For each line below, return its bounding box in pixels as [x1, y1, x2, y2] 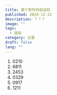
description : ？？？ [5, 16, 46, 21]
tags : [5, 26, 16, 31]
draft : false [5, 40, 32, 45]
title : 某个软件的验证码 [5, 7, 51, 12]
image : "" [5, 21, 26, 26]
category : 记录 [5, 35, 35, 40]
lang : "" [5, 44, 23, 49]
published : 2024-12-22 [5, 12, 52, 17]
